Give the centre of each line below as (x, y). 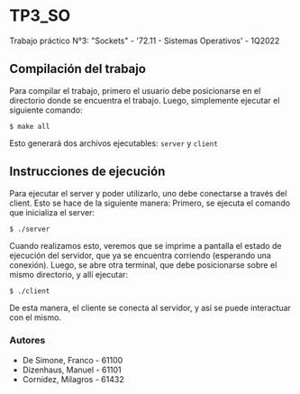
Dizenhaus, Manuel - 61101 (72, 370)
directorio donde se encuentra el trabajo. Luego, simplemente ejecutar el (145, 100)
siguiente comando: (46, 110)
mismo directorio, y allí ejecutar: (69, 274)
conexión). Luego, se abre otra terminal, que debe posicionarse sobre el (143, 265)
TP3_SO (40, 16)
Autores (27, 341)
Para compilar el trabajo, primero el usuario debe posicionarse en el (135, 90)
